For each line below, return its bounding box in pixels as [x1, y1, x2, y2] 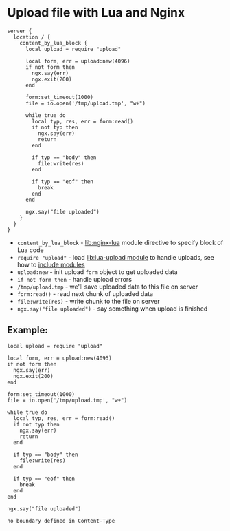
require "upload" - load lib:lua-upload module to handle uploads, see [16, 253, 214, 261]
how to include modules [16, 260, 85, 269]
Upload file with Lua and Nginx [7, 5, 185, 21]
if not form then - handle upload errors [16, 275, 133, 283]
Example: [7, 324, 48, 336]
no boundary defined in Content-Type [7, 517, 115, 524]
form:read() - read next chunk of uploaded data [16, 289, 153, 298]
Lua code [16, 246, 44, 254]
